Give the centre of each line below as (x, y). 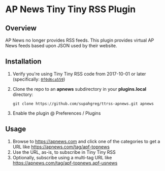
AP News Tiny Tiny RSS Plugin (71, 9)
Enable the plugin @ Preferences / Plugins (57, 113)
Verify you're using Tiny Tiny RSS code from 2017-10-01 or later (79, 74)
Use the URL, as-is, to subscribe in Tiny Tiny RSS (64, 152)
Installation (23, 62)
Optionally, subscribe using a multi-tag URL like (62, 157)
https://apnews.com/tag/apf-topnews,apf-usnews (65, 163)
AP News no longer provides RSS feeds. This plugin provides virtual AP (80, 40)
